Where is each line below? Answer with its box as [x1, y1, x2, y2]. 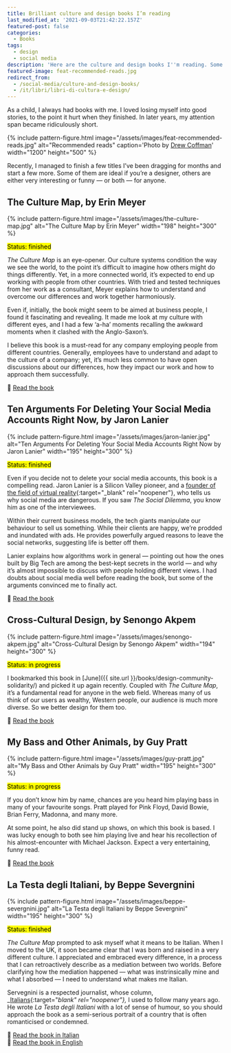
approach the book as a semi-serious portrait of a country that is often [7, 1010, 207, 1019]
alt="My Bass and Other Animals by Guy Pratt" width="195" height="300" [7, 762, 217, 770]
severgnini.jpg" [7, 904, 50, 913]
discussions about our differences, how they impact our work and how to [7, 363, 214, 371]
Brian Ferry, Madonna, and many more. [7, 810, 118, 819]
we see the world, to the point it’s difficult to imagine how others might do [7, 263, 215, 271]
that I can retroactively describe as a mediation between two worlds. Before [7, 961, 222, 969]
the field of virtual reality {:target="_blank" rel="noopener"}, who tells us [7, 488, 211, 496]
